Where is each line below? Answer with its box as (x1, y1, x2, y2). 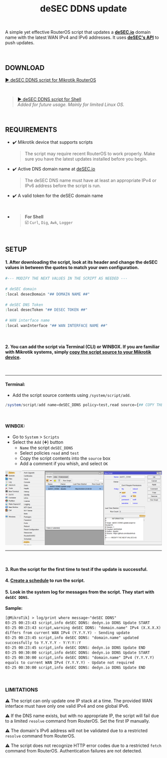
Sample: (5, 605, 23, 611)
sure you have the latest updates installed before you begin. (24, 156, 148, 162)
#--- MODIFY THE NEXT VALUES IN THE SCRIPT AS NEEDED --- (5, 276, 128, 281)
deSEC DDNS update (40, 3, 127, 14)
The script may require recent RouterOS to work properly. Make (24, 150, 156, 157)
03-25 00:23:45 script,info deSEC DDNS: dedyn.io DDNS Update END (5, 645, 146, 651)
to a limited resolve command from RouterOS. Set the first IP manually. (5, 718, 150, 724)
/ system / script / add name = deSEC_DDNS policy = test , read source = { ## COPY (5, 402, 155, 408)
